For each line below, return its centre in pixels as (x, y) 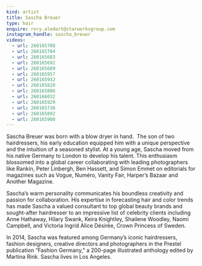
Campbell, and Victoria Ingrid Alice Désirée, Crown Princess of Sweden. (96, 226)
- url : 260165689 (34, 68)
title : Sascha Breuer (34, 18)
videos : (16, 40)
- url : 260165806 (34, 91)
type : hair (20, 23)
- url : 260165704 (34, 52)
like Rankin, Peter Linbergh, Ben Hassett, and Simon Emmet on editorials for (101, 169)
